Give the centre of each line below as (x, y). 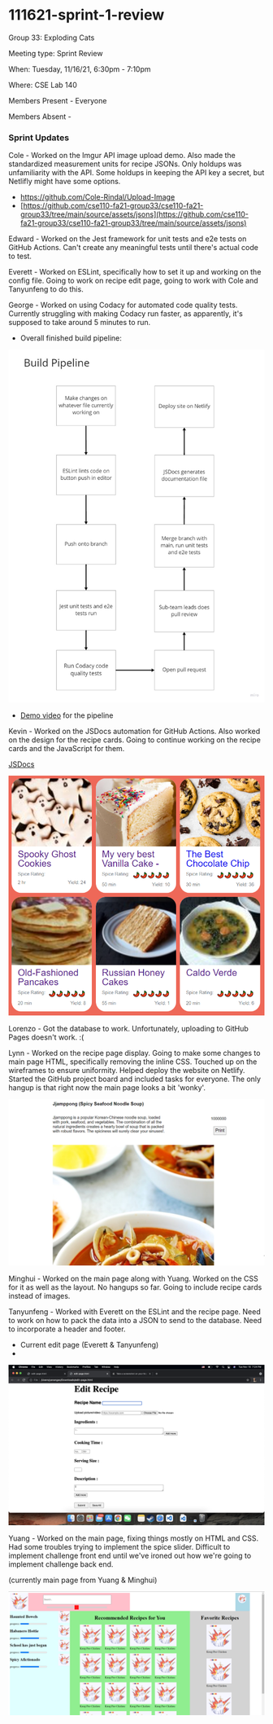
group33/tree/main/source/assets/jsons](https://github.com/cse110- (134, 214)
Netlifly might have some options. (65, 182)
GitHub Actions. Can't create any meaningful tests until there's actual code (133, 248)
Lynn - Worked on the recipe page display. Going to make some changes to (134, 1053)
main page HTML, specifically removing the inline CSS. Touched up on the (133, 1062)
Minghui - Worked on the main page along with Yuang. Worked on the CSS (133, 1279)
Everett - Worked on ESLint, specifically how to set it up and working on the (135, 272)
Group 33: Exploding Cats (52, 37)
